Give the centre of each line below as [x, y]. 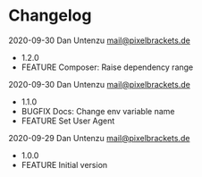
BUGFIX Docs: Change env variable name [98, 111]
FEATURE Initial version [64, 164]
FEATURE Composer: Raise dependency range [107, 67]
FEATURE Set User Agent [68, 121]
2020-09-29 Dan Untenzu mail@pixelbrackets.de [99, 138]
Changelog [50, 16]
